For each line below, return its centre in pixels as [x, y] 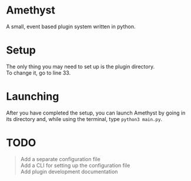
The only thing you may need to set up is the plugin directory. [80, 66]
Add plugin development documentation [69, 172]
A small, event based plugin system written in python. [71, 26]
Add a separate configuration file [61, 159]
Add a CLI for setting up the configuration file [75, 165]
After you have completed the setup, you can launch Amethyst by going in [96, 113]
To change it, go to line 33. [38, 73]
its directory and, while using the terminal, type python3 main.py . [84, 119]
